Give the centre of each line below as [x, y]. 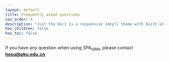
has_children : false [27, 29]
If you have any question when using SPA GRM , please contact [69, 48]
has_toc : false [21, 33]
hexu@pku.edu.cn [25, 54]
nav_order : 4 [19, 19]
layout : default [22, 10]
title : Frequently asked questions [43, 15]
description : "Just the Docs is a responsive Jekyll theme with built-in [85, 24]
